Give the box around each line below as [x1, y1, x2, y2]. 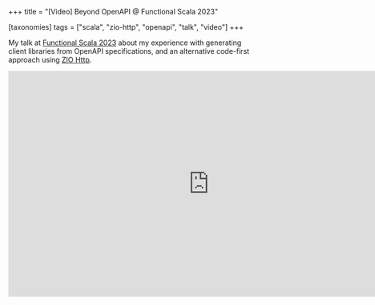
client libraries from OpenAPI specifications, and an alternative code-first [8, 47, 250, 55]
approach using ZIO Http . [8, 55, 92, 64]
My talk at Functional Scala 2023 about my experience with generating [8, 38, 242, 47]
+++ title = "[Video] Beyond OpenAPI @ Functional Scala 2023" [8, 7, 219, 16]
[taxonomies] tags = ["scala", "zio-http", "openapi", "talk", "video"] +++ [8, 22, 244, 31]
